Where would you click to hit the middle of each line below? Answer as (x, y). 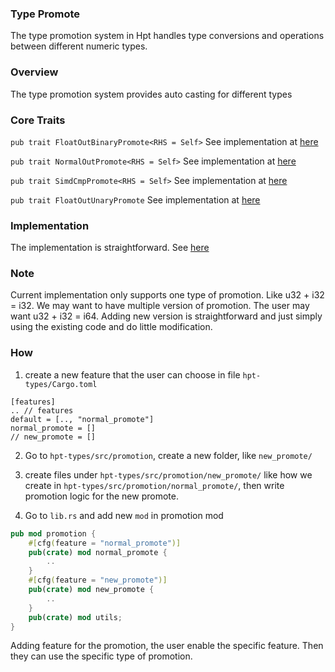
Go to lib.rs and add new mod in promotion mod (124, 515)
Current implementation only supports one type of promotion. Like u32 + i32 (167, 295)
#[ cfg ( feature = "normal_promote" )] (105, 543)
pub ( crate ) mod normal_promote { (98, 552)
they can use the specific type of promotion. (101, 656)
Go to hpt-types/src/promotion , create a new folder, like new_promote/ (168, 455)
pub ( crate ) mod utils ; (75, 617)
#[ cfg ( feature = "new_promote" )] (98, 580)
